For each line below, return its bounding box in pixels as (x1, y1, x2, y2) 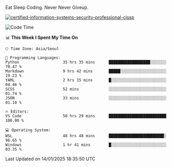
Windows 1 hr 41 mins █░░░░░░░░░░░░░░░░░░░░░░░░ (5, 142, 167, 148)
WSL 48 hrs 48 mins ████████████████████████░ (5, 133, 167, 138)
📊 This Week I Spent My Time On (5, 34, 78, 40)
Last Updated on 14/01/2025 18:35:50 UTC (5, 156, 96, 162)
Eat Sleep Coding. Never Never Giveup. (5, 5, 89, 10)
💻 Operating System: (5, 128, 51, 133)
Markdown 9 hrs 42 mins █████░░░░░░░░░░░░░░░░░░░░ (5, 69, 167, 74)
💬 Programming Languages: (5, 55, 61, 60)
